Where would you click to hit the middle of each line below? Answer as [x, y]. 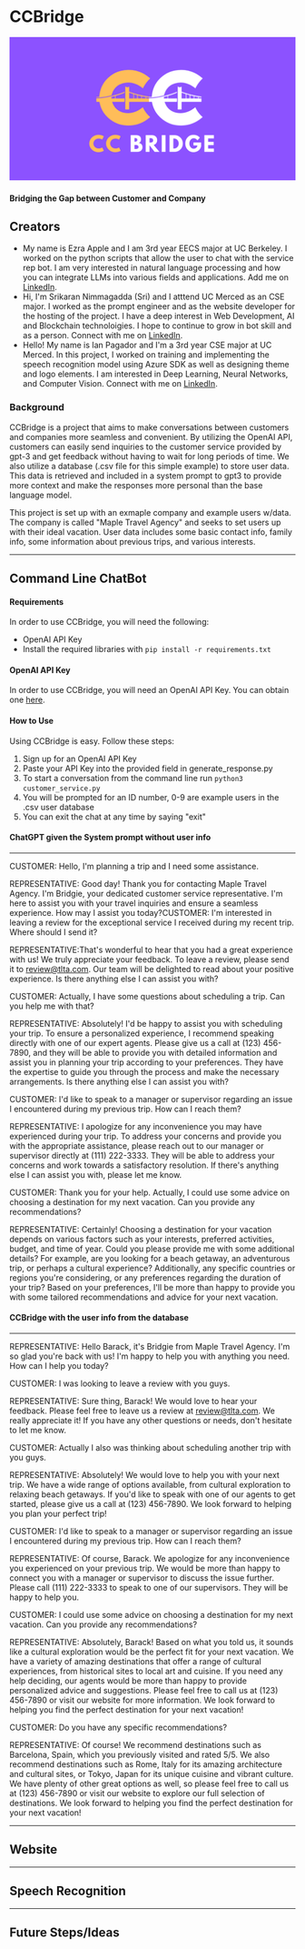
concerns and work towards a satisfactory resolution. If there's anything [144, 1165]
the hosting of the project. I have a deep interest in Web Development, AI [158, 316]
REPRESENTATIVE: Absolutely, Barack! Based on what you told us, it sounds [152, 1643]
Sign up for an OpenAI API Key [80, 759]
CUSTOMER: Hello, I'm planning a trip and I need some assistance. [134, 866]
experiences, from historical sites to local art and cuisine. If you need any [146, 1672]
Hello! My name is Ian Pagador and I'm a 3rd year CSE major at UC [147, 345]
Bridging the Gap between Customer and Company [108, 198]
